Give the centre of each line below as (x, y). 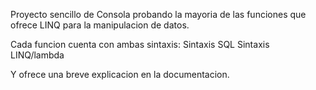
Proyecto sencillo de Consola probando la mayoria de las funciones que (158, 14)
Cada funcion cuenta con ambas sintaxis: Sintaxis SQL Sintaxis (140, 44)
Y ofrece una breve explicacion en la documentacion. (120, 74)
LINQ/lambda (37, 55)
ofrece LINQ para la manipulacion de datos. (100, 25)
